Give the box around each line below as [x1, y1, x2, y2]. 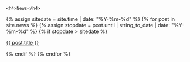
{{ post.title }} [6, 39, 39, 46]
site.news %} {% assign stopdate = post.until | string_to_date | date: [6, 22, 170, 28]
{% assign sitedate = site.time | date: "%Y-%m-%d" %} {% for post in [6, 16, 175, 23]
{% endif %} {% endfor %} [6, 50, 71, 57]
